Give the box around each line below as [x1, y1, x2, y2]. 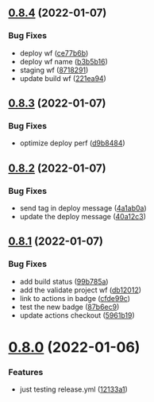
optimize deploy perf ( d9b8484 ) [19, 138, 125, 148]
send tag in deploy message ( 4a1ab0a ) [19, 203, 147, 213]
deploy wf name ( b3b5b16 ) [19, 56, 109, 66]
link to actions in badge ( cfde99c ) [19, 293, 131, 303]
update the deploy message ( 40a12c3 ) [19, 212, 147, 222]
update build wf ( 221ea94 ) [19, 73, 107, 83]
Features [8, 366, 44, 377]
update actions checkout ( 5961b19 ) [19, 310, 135, 320]
